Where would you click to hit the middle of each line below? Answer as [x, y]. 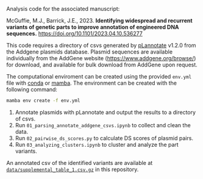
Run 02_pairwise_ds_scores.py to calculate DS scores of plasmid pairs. [104, 138]
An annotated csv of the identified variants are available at [80, 163]
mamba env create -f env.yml [43, 100]
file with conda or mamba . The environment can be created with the [91, 83]
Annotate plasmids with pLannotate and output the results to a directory [105, 112]
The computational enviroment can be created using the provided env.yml [99, 76]
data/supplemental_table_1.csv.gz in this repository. [73, 169]
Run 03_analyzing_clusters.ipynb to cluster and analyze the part [97, 144]
